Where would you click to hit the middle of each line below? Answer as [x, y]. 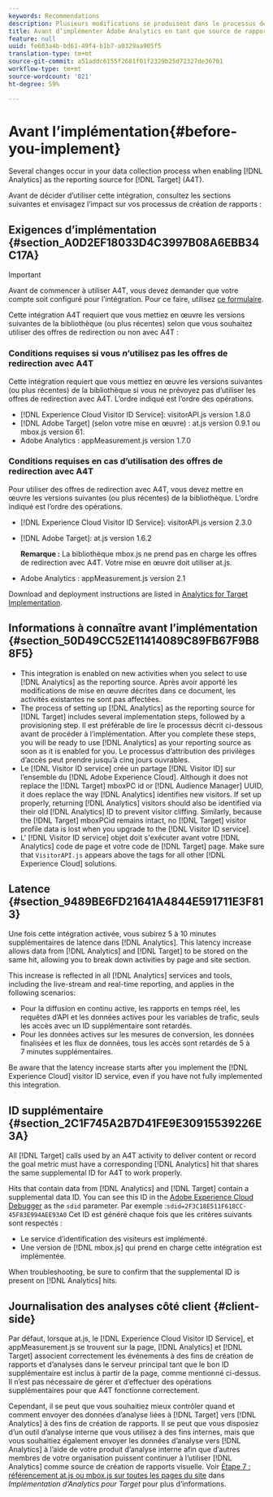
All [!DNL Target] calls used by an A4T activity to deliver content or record [132, 1155]
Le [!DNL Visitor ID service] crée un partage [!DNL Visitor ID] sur [128, 768]
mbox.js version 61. [52, 431]
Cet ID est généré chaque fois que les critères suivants [160, 1215]
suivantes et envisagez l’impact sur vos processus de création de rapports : [135, 204]
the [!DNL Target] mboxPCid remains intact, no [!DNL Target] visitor [133, 820]
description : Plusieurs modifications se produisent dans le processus [132, 24]
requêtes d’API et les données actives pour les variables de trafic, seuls [139, 1017]
